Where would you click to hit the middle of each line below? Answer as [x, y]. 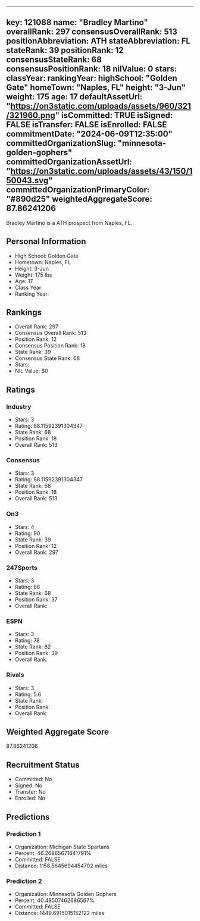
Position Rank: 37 [36, 600]
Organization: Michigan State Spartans [62, 847]
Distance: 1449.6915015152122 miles [60, 913]
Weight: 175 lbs [33, 275]
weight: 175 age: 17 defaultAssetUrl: [74, 97]
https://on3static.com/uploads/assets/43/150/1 [101, 171]
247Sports [22, 568]
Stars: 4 [24, 527]
